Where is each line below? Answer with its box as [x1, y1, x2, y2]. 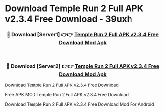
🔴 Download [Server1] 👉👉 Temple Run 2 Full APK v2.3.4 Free [6, 31, 159, 38]
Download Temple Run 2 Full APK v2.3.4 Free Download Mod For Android [5, 101, 154, 107]
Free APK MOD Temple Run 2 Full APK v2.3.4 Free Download [5, 91, 129, 97]
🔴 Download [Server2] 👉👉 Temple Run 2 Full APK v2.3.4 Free [6, 63, 159, 70]
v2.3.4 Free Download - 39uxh [5, 13, 133, 25]
